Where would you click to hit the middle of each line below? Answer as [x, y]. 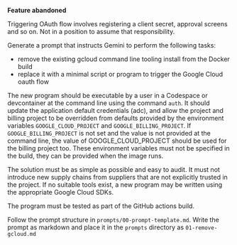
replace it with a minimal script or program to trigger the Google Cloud [120, 74]
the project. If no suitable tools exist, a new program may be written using [115, 185]
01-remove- [202, 228]
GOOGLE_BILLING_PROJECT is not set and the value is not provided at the [109, 133]
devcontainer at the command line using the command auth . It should [109, 103]
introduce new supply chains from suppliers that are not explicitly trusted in [118, 177]
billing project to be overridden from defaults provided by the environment [116, 118]
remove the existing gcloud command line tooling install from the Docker [124, 59]
